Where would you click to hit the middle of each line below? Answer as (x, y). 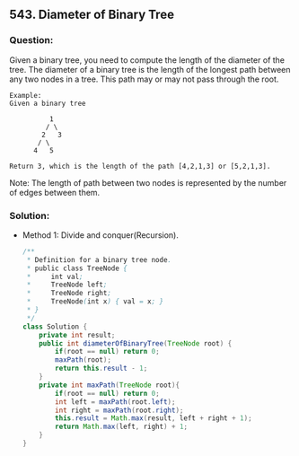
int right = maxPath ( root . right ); (119, 410)
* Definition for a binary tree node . (99, 259)
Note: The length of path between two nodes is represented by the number (148, 182)
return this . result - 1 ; (101, 368)
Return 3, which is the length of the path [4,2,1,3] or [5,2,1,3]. (140, 166)
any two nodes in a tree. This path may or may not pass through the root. (144, 79)
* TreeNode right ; (69, 294)
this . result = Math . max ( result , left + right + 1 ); (154, 418)
